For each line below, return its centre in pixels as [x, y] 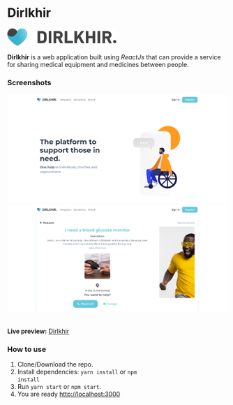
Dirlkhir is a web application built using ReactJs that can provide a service [114, 57]
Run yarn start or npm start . [59, 387]
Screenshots [29, 82]
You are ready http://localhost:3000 [69, 394]
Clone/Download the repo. [55, 364]
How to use [27, 349]
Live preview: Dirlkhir [38, 331]
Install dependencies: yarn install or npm [77, 372]
